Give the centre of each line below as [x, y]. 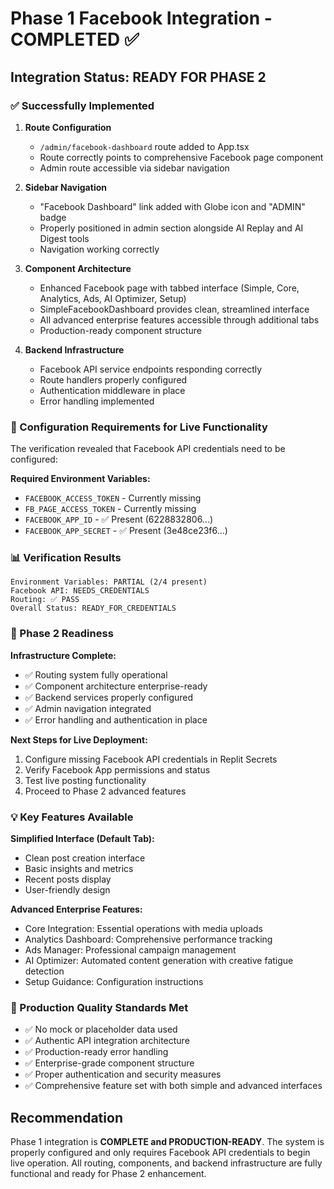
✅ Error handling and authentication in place [116, 719]
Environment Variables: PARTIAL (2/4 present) [109, 582]
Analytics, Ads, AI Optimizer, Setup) [113, 298]
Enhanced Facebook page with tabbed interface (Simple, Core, [169, 288]
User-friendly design [67, 890]
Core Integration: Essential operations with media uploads [143, 929]
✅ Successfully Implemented [82, 105]
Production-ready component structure [120, 330]
